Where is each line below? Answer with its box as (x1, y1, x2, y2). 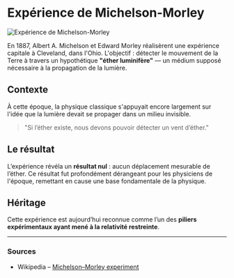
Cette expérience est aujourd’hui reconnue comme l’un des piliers (7, 215, 197, 224)
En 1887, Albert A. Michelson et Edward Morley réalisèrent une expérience (7, 41, 219, 49)
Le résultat (7, 144, 55, 155)
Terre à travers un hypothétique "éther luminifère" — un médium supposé (7, 56, 221, 64)
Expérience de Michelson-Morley (7, 5, 205, 21)
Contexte (7, 84, 49, 95)
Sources (7, 247, 36, 256)
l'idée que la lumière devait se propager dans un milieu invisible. (7, 109, 192, 118)
